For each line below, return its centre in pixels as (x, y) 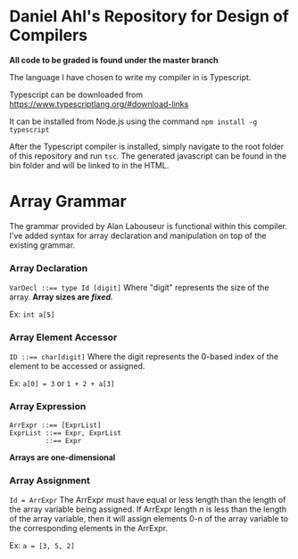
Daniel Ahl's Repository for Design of (149, 16)
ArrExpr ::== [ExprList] (55, 425)
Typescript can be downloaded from (76, 95)
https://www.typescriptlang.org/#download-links (99, 103)
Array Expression (48, 407)
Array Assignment (50, 481)
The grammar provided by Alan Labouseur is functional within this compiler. (149, 226)
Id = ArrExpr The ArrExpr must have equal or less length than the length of (148, 500)
